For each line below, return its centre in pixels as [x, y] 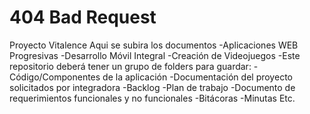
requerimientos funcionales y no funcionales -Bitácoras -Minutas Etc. [152, 98]
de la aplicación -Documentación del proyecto [197, 77]
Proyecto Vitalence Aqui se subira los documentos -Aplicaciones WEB [154, 45]
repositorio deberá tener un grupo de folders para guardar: [130, 66]
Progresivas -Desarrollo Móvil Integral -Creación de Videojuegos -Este [155, 55]
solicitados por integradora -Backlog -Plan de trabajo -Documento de [152, 87]
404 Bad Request [83, 17]
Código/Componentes [55, 77]
